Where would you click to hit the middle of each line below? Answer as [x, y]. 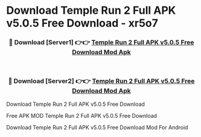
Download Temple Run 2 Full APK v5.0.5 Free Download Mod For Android [97, 127]
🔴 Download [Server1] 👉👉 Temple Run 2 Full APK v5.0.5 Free [101, 43]
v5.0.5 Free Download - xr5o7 [82, 23]
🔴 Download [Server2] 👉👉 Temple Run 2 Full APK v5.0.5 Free [101, 81]
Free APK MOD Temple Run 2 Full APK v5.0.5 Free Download [82, 115]
